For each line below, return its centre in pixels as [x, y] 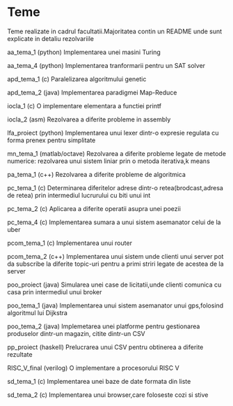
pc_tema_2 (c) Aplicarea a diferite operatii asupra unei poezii [94, 208]
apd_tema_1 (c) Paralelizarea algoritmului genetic [77, 79]
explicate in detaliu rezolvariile [51, 38]
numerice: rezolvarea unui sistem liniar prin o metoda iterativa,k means [109, 161]
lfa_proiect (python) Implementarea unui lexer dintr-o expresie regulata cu [113, 133]
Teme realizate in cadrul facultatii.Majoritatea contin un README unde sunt [115, 31]
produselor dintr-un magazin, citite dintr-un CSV [77, 333]
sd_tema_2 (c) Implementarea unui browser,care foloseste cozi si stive [108, 395]
